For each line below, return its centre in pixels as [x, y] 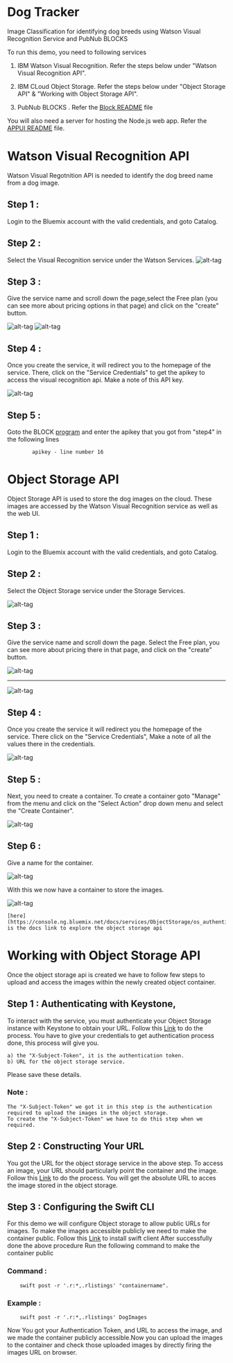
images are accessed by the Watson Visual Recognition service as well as [113, 506]
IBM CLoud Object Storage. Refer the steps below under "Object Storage [121, 86]
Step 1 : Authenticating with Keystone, [92, 1004]
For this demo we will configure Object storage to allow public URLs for [109, 1223]
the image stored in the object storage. [62, 1185]
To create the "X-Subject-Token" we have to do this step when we [105, 1119]
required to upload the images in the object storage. [88, 1113]
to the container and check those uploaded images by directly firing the [110, 1345]
